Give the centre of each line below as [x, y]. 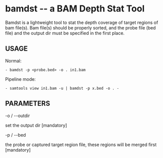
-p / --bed [16, 135]
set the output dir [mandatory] [36, 125]
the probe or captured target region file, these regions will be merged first [81, 145]
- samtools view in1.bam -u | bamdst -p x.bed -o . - [62, 88]
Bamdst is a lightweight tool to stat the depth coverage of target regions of [82, 22]
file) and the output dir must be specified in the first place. [65, 33]
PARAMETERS [28, 103]
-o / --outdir [17, 116]
